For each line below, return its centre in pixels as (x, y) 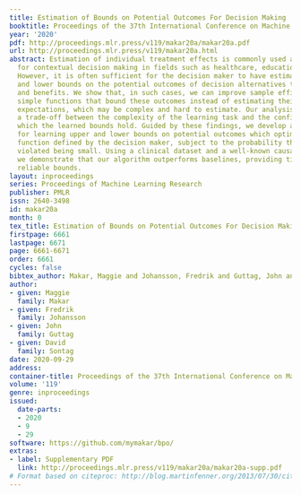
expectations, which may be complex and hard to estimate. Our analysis (156, 109)
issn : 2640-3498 (39, 201)
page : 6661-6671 (39, 251)
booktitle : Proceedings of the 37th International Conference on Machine (150, 26)
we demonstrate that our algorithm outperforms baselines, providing (150, 159)
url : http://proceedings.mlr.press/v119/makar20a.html (114, 51)
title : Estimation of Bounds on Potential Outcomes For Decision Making (148, 17)
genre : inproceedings (50, 393)
